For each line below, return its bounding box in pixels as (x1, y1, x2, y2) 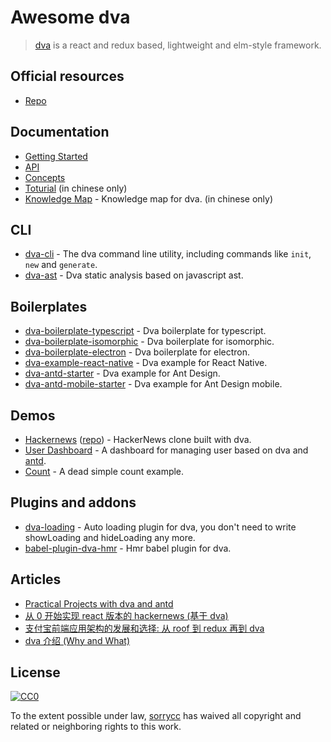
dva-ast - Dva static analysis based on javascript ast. (24, 269, 244, 281)
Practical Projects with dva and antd (24, 597, 174, 610)
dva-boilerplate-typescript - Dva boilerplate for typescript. (24, 325, 267, 337)
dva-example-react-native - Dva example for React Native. (24, 357, 268, 369)
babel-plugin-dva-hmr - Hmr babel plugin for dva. (24, 542, 232, 554)
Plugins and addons (10, 494, 137, 511)
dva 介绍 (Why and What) (24, 634, 131, 646)
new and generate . (24, 259, 98, 271)
